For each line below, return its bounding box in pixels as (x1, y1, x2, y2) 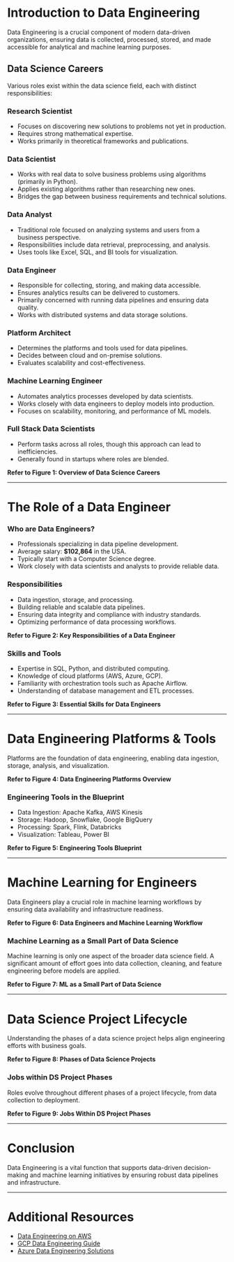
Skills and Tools (7, 648, 61, 658)
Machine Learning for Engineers (7, 875, 197, 891)
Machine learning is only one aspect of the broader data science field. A (7, 952, 214, 960)
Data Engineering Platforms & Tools (7, 731, 217, 747)
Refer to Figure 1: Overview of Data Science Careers (7, 468, 160, 477)
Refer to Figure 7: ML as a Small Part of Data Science (7, 980, 162, 989)
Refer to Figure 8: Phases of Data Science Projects (7, 1055, 156, 1063)
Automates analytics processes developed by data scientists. (17, 392, 194, 400)
